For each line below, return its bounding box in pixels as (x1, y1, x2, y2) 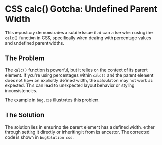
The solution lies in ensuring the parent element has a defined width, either (5, 124, 155, 129)
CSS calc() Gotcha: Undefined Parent (5, 3, 158, 15)
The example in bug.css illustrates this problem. (5, 97, 100, 103)
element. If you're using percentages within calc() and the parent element (5, 72, 154, 78)
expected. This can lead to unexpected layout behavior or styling (5, 82, 135, 88)
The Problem (5, 54, 45, 63)
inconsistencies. (5, 87, 38, 93)
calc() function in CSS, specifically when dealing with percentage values (5, 35, 152, 41)
